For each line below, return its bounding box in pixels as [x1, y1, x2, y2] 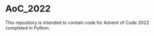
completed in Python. [5, 24, 50, 30]
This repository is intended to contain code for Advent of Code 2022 [5, 19, 149, 25]
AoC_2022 [5, 3, 51, 14]
